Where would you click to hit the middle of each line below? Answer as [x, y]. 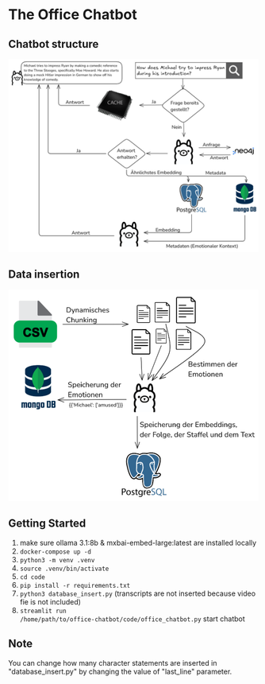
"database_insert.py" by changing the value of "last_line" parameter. [120, 671]
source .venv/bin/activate [64, 569]
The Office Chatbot [73, 15]
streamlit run [43, 611]
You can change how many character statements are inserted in [113, 663]
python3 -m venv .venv [57, 560]
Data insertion [44, 275]
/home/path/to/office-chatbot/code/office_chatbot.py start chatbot [132, 619]
